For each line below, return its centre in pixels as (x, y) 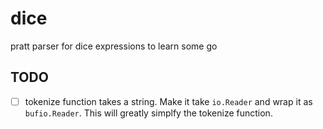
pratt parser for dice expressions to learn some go (114, 46)
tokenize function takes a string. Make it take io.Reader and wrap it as (168, 101)
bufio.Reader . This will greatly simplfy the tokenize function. (148, 113)
